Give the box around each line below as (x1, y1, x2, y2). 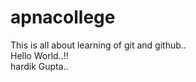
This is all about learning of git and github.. (10, 39, 187, 51)
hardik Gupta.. (10, 60, 69, 72)
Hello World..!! (10, 49, 69, 61)
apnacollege (10, 6, 116, 29)
